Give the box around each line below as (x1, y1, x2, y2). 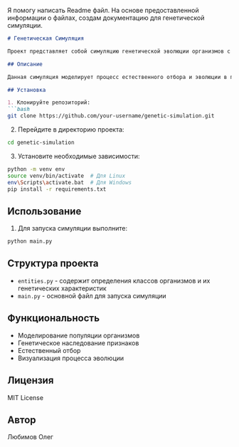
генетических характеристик (17, 284, 107, 293)
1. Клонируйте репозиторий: (7, 99, 91, 106)
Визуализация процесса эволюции (17, 354, 124, 362)
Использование (7, 205, 82, 217)
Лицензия (7, 374, 54, 386)
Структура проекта (7, 258, 99, 270)
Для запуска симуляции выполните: (17, 224, 128, 233)
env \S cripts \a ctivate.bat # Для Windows (7, 179, 132, 186)
